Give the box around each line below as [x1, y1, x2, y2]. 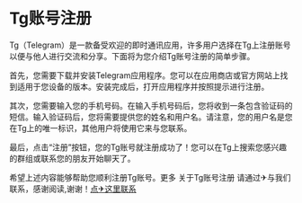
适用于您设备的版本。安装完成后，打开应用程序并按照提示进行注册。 [16, 81, 270, 92]
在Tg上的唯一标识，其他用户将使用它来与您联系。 [9, 122, 192, 133]
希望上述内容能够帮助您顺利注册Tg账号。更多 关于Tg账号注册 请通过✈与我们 [9, 172, 291, 182]
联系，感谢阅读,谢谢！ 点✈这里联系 [9, 183, 137, 194]
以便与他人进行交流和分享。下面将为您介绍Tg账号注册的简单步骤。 [9, 50, 255, 61]
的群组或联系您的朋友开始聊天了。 [9, 153, 136, 163]
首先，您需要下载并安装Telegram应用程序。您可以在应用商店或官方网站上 [9, 69, 280, 81]
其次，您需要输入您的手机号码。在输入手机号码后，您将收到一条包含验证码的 [9, 100, 293, 110]
